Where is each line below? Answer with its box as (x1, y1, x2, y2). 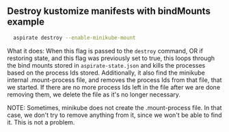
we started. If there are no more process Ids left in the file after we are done (7, 83, 221, 91)
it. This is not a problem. (7, 118, 75, 126)
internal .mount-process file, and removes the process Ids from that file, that (7, 75, 222, 84)
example (7, 16, 45, 28)
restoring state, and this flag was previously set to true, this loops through (7, 54, 215, 62)
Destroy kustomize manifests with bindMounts (7, 5, 211, 17)
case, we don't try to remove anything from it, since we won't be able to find (7, 111, 222, 119)
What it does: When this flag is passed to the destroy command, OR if (7, 47, 204, 55)
